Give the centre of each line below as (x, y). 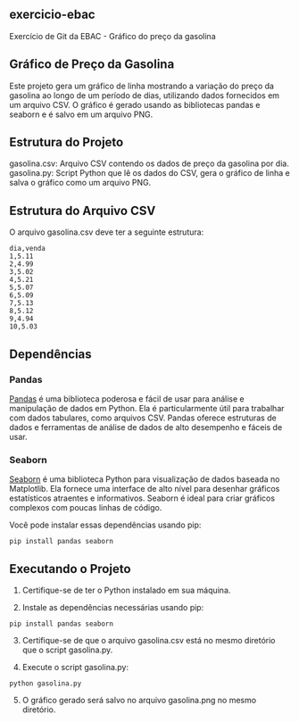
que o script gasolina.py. (67, 650)
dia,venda (28, 249)
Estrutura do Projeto (66, 142)
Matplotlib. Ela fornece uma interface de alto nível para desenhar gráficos (145, 489)
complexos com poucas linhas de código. (86, 508)
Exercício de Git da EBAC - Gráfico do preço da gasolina (112, 36)
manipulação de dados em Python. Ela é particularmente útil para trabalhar (147, 408)
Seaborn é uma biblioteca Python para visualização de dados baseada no (145, 479)
